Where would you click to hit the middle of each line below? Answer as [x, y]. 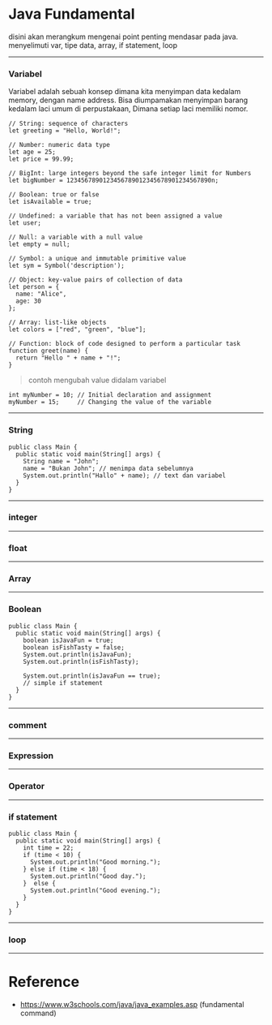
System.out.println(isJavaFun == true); [92, 676]
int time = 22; [49, 848]
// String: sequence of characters [68, 124]
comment [28, 725]
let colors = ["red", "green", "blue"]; [78, 329]
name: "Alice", [41, 294]
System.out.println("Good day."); [88, 876]
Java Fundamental [72, 14]
